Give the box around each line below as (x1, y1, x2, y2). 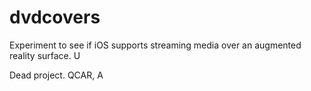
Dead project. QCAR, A (9, 69, 104, 81)
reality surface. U (9, 49, 81, 61)
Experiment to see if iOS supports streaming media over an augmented (9, 39, 302, 51)
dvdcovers (9, 6, 101, 29)
